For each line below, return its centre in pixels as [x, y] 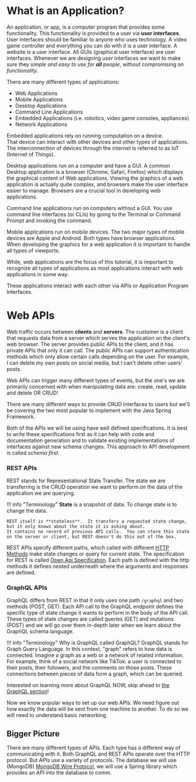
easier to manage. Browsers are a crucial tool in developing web [84, 190]
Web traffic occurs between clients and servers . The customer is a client [95, 331]
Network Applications [41, 124]
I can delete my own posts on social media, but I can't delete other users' [94, 363]
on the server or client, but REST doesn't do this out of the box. [92, 537]
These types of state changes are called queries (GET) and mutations [90, 619]
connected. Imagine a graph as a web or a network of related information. [95, 655]
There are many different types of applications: [63, 82]
